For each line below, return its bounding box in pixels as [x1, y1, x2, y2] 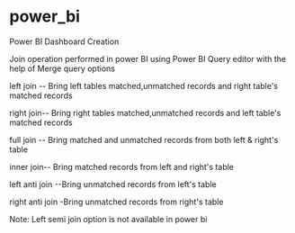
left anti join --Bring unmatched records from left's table [9, 178, 218, 190]
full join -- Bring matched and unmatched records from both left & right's [9, 134, 279, 145]
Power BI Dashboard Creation [9, 36, 120, 47]
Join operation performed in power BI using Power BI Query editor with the [9, 53, 286, 64]
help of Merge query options [9, 63, 115, 74]
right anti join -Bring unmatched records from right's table [9, 196, 224, 207]
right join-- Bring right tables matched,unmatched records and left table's [9, 107, 282, 118]
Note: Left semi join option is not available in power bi [9, 213, 208, 224]
